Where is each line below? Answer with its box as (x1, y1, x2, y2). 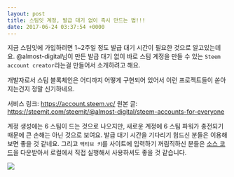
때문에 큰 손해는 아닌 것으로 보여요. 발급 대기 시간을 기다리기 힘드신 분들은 (7, 131, 209, 139)
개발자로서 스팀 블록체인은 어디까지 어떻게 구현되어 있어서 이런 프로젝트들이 (7, 76, 214, 84)
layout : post (7, 10, 46, 18)
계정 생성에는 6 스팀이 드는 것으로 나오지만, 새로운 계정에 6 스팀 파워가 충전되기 (7, 122, 224, 131)
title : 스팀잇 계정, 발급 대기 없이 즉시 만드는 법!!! (7, 17, 146, 24)
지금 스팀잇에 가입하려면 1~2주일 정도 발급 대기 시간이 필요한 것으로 (7, 44, 191, 52)
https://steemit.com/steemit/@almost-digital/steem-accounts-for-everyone (7, 107, 225, 116)
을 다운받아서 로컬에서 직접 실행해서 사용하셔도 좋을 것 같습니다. (13, 148, 187, 157)
